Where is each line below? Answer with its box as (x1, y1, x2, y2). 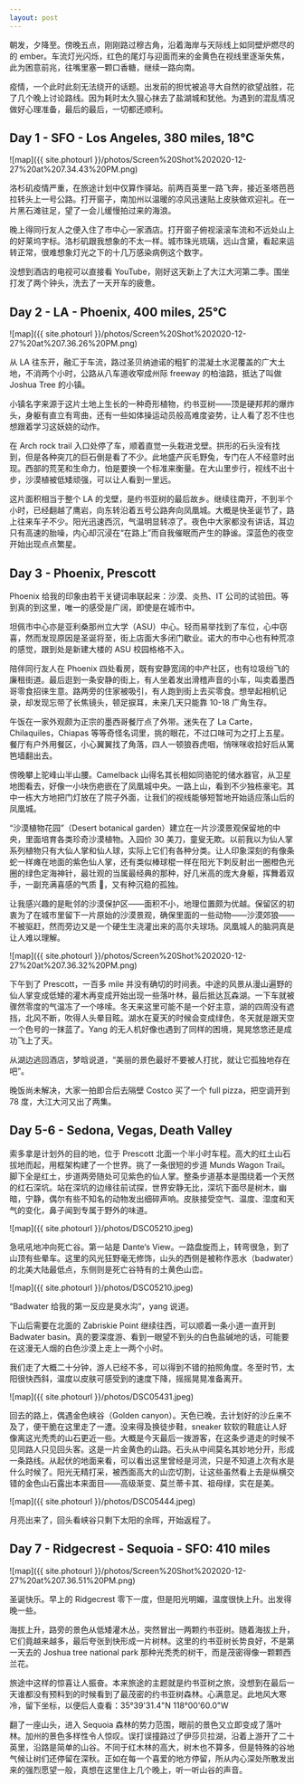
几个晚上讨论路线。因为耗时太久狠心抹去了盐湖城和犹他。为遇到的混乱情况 (16, 92, 295, 103)
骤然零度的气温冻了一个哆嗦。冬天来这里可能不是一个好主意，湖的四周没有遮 (9, 1001, 295, 1012)
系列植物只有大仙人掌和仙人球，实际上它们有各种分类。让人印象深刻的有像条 (9, 845, 295, 856)
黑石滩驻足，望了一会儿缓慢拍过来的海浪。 (16, 205, 176, 216)
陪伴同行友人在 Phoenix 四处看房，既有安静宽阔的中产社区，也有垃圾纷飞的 (9, 663, 290, 674)
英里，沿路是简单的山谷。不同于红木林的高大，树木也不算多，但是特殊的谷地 (9, 1741, 295, 1752)
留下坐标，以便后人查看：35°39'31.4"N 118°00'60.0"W (24, 1700, 229, 1711)
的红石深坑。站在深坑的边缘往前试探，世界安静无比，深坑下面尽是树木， (9, 1181, 279, 1192)
